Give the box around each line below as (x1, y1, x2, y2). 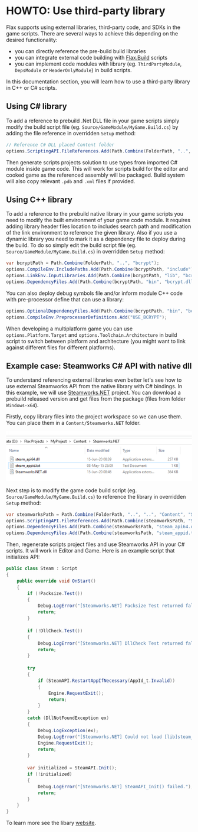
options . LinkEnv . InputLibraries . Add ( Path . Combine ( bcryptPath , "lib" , (6, 273, 181, 279)
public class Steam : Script (6, 565, 78, 571)
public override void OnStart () (16, 578, 96, 584)
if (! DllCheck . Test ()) (27, 628, 83, 633)
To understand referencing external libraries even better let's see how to (6, 376, 182, 383)
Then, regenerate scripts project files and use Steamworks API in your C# (6, 541, 185, 548)
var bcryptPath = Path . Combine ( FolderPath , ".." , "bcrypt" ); (6, 260, 160, 266)
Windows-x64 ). (6, 402, 39, 409)
